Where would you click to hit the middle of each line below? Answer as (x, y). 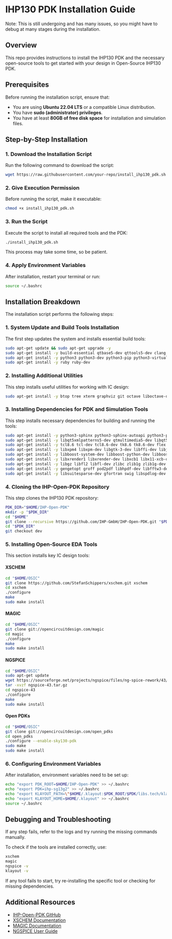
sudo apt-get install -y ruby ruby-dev (48, 362)
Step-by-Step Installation (47, 139)
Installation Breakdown (43, 302)
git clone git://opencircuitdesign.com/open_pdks (59, 732)
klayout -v (17, 871)
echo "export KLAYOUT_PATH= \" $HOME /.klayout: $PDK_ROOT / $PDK (71, 794)
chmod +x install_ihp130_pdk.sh (40, 208)
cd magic (15, 634)
